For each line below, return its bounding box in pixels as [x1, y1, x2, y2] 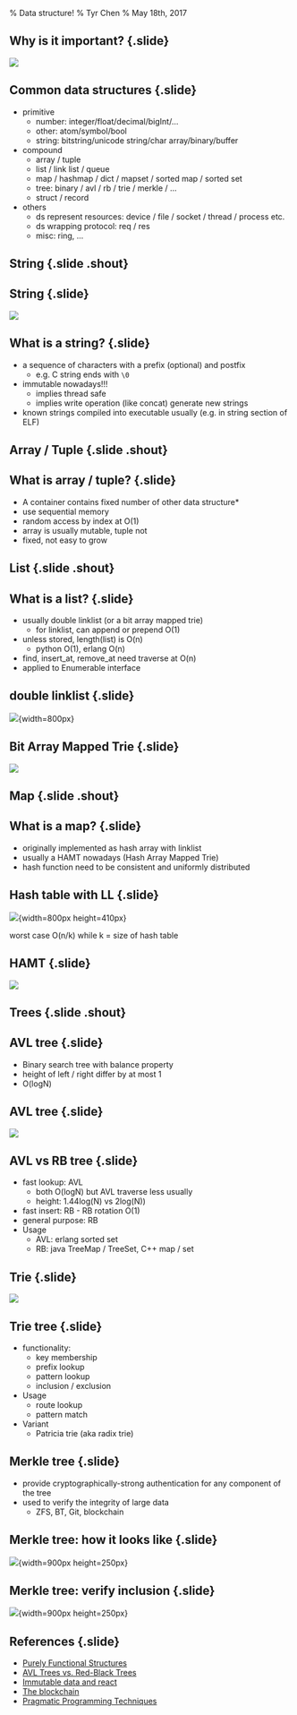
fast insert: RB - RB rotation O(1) [21, 1205, 140, 1216]
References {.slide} [9, 1634, 121, 1649]
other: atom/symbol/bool [35, 125, 127, 136]
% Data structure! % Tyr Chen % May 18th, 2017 [9, 8, 188, 18]
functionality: [21, 1342, 72, 1353]
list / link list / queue [35, 163, 110, 174]
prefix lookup [35, 1361, 85, 1372]
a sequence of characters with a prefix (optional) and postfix [21, 359, 246, 370]
